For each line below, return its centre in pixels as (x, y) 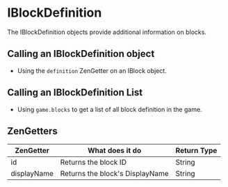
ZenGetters (32, 131)
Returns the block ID (93, 163)
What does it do (115, 151)
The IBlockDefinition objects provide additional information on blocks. (107, 32)
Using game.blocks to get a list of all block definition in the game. (110, 109)
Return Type (196, 151)
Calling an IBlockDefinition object (81, 54)
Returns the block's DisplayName (114, 174)
